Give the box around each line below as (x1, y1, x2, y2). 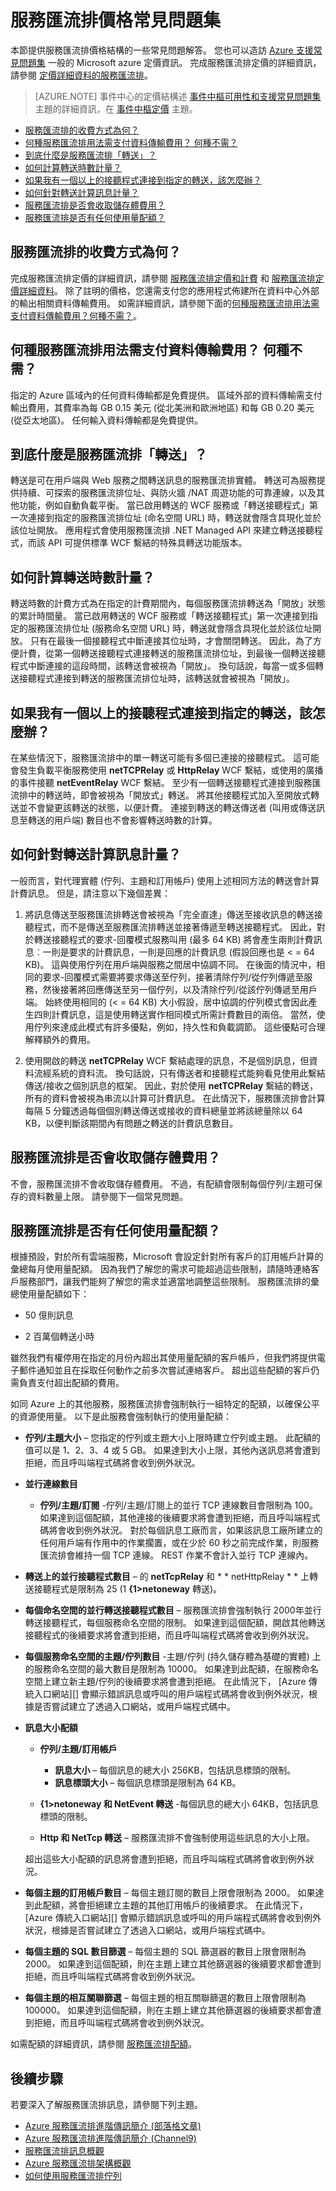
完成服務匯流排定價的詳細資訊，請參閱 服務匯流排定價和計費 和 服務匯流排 (10, 272, 316, 284)
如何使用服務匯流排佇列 (24, 2170, 122, 2182)
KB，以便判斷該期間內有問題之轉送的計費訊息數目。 (24, 1117, 239, 1129)
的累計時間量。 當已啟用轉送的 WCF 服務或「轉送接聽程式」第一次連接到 (10, 610, 310, 622)
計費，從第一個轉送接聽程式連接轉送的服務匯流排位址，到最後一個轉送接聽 (18, 647, 326, 660)
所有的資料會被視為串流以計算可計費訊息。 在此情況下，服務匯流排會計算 (24, 1092, 326, 1104)
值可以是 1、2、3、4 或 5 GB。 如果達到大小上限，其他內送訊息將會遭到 (24, 1444, 321, 1456)
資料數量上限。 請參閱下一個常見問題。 (27, 1190, 188, 1202)
